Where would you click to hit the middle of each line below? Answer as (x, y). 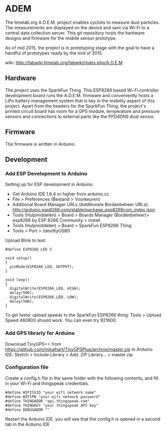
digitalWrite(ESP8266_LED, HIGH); (45, 289)
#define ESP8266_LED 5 (28, 250)
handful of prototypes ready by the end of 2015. (54, 53)
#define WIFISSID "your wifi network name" (51, 392)
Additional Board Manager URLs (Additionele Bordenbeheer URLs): (81, 205)
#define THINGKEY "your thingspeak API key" (52, 405)
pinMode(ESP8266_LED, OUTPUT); (42, 267)
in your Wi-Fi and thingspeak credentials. (47, 383)
